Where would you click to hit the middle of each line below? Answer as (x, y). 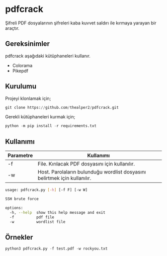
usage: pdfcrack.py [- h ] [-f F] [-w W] (46, 190)
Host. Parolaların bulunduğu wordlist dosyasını (92, 172)
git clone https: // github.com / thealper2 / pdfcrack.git (62, 107)
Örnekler (19, 237)
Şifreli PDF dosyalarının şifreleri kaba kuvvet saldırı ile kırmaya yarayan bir (81, 23)
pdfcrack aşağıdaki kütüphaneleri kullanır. (48, 56)
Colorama (22, 65)
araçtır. (12, 28)
